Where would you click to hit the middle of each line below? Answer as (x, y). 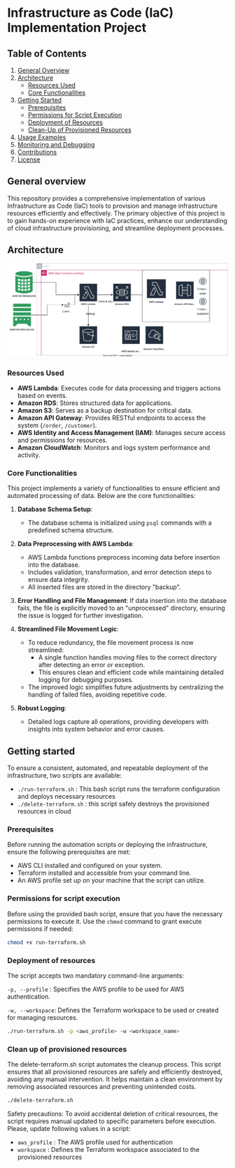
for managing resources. (43, 1017)
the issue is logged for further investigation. (80, 615)
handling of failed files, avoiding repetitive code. (97, 695)
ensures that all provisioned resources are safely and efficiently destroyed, (115, 1072)
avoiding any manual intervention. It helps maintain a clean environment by (115, 1079)
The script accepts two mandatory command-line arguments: (95, 975)
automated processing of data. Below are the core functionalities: (101, 496)
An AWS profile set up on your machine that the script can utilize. (111, 881)
